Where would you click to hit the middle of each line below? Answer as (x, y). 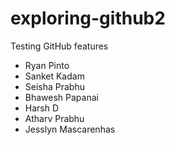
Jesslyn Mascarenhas (70, 129)
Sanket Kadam (54, 76)
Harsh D (42, 108)
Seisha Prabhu (55, 86)
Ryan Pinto (47, 65)
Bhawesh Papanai (61, 97)
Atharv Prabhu (54, 118)
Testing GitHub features (59, 46)
